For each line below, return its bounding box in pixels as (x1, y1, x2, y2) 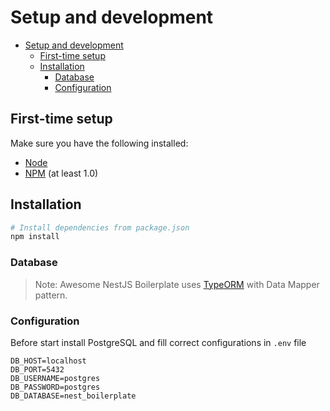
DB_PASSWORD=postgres (10, 382, 101, 392)
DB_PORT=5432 (10, 364, 65, 375)
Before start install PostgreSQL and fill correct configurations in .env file (10, 336, 307, 348)
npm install (10, 232, 60, 242)
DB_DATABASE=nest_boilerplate (10, 391, 137, 401)
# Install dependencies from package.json (10, 222, 190, 233)
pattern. (34, 289, 68, 301)
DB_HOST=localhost (10, 356, 87, 366)
